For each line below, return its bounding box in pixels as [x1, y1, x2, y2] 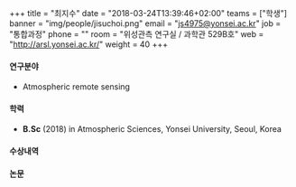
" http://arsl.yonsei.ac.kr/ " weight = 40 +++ [9, 39, 169, 50]
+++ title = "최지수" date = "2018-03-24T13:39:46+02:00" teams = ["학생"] [9, 8, 287, 18]
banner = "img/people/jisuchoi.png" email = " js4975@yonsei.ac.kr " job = [9, 18, 282, 29]
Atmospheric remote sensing [22, 81, 131, 92]
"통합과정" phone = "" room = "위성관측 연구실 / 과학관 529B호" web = [9, 29, 264, 39]
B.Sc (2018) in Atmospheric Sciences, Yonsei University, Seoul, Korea [22, 124, 282, 135]
